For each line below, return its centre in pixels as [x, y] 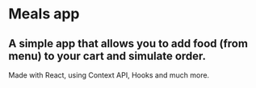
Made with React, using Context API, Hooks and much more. [109, 75]
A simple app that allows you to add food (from [128, 44]
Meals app [44, 14]
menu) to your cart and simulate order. [107, 56]
